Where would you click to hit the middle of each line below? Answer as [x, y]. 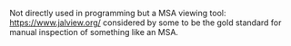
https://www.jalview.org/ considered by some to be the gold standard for [145, 23]
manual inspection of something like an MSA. [94, 32]
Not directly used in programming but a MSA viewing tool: [118, 13]
